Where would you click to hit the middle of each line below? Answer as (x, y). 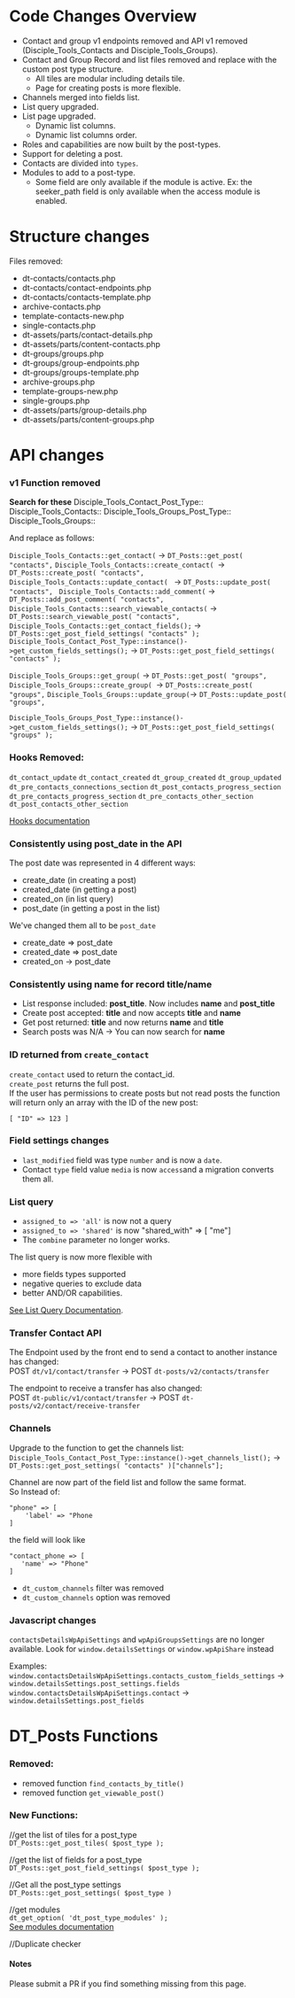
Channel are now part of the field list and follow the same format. (128, 1482)
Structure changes (80, 237)
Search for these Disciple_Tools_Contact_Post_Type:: (106, 502)
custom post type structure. (73, 69)
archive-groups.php (58, 382)
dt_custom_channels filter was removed (93, 1588)
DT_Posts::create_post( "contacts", (77, 573)
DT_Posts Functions (84, 1736)
